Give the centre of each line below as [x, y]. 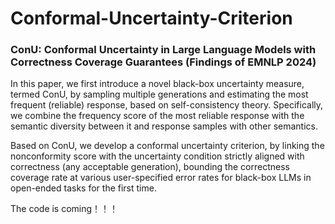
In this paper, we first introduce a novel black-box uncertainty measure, [157, 84]
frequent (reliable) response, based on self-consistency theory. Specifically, [167, 105]
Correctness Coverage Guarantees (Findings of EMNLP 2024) [163, 62]
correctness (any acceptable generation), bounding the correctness [150, 167]
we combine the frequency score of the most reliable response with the [157, 116]
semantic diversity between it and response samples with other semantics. [164, 126]
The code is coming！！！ [64, 209]
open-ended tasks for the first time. [83, 188]
